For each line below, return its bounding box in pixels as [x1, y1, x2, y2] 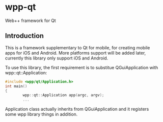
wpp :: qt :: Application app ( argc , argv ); [23, 93, 105, 98]
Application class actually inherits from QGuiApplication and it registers [5, 106, 149, 112]
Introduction [5, 32, 44, 40]
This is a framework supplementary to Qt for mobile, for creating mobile [5, 44, 150, 50]
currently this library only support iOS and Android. [5, 55, 109, 61]
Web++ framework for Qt [5, 18, 56, 23]
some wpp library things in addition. [5, 111, 78, 117]
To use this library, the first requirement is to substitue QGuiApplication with [5, 64, 159, 70]
